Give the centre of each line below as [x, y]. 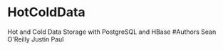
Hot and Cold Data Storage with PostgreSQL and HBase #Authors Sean [112, 32]
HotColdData [46, 12]
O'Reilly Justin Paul [36, 39]
